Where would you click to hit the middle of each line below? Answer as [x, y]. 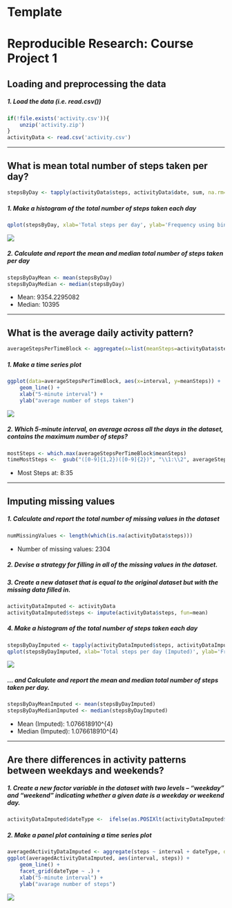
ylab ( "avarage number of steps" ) [68, 884]
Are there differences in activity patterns [97, 759]
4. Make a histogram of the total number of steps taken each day [103, 628]
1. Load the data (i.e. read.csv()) [54, 102]
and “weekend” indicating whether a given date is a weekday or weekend [116, 795]
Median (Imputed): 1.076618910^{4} [68, 731]
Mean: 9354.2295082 [48, 297]
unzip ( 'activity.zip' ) [52, 125]
